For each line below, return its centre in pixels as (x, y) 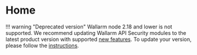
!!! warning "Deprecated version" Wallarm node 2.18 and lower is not (89, 27)
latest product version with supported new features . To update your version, (99, 39)
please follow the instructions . (42, 46)
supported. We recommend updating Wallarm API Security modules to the (96, 33)
